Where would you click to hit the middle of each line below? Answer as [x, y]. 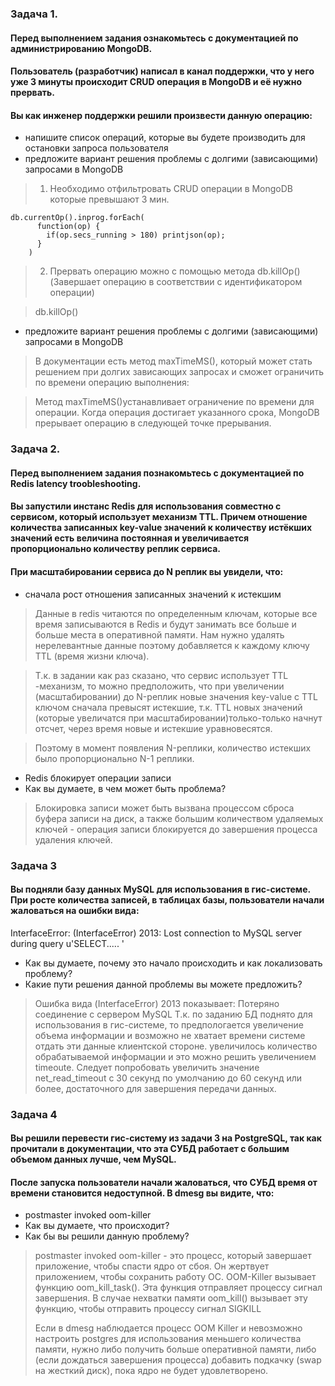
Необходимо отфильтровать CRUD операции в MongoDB [171, 189]
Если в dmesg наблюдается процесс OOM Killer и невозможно [168, 1328]
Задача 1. [34, 14]
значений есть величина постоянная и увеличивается [130, 538]
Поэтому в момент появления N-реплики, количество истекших [173, 748]
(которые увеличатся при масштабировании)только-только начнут [178, 718]
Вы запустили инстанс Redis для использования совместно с [146, 506]
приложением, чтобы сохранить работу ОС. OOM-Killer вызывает [175, 1277]
